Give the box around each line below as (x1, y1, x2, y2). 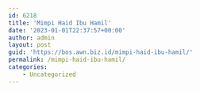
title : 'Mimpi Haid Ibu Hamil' (8, 19, 112, 27)
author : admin (8, 33, 56, 42)
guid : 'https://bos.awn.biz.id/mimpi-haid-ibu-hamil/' (8, 48, 194, 56)
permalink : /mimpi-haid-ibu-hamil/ (8, 56, 126, 64)
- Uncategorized (22, 70, 77, 78)
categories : (8, 63, 48, 71)
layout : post (8, 41, 52, 49)
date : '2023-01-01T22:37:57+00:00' (8, 26, 126, 34)
